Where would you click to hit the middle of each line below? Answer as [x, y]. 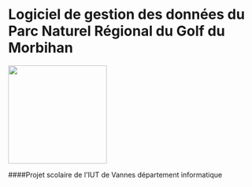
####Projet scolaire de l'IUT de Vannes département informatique [115, 174]
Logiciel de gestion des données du [127, 15]
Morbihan [41, 48]
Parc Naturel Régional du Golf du [117, 31]
